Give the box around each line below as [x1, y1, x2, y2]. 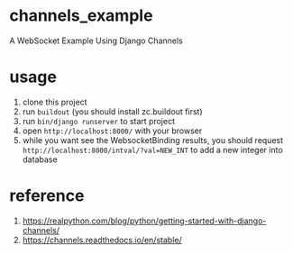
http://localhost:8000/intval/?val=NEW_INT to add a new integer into [22, 144, 284, 155]
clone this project [22, 96, 87, 107]
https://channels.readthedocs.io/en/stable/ [22, 234, 182, 245]
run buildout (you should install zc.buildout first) [22, 105, 203, 117]
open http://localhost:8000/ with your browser [22, 125, 203, 136]
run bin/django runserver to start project [22, 115, 176, 126]
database [22, 154, 58, 165]
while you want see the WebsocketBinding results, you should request [22, 134, 284, 145]
